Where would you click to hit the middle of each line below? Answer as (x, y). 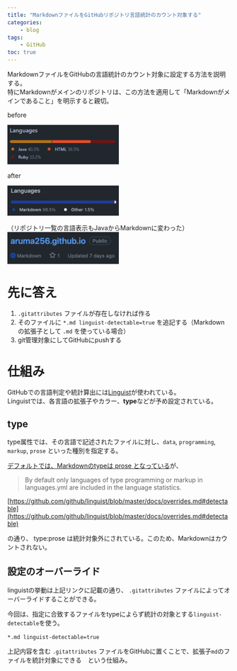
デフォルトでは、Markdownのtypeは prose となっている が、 (95, 466)
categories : (25, 22)
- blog (30, 30)
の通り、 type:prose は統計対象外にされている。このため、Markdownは (111, 539)
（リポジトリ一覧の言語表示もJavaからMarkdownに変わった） (98, 227)
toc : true (22, 52)
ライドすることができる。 (63, 599)
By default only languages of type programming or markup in (114, 480)
